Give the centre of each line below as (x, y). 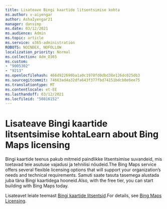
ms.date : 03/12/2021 (27, 29)
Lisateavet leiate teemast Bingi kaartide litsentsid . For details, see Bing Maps (83, 196)
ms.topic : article (24, 38)
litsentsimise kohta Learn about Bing (82, 134)
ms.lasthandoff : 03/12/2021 (35, 94)
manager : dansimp (23, 24)
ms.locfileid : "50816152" (32, 99)
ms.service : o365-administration (40, 43)
